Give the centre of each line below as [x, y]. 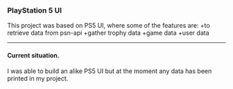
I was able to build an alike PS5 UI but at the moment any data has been [110, 71]
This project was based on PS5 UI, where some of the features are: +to [109, 26]
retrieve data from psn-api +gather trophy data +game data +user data [108, 33]
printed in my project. [38, 78]
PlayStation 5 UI [35, 10]
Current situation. [34, 55]
